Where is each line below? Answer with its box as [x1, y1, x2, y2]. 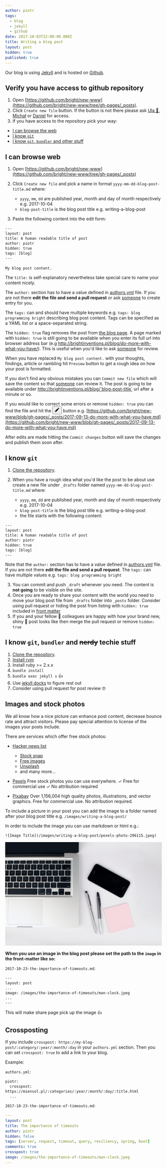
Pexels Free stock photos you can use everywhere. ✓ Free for [12, 778, 140, 784]
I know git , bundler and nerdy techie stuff [5, 638, 136, 647]
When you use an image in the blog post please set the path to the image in [5, 950, 162, 956]
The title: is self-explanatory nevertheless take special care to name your [5, 275, 159, 281]
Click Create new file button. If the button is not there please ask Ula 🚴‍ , [12, 107, 160, 114]
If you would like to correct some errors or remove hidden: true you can [5, 401, 154, 407]
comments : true [5, 1144, 37, 1150]
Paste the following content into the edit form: [12, 216, 106, 222]
